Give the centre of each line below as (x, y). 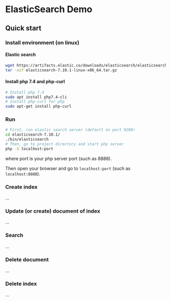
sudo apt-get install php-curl (38, 107)
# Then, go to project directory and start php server (65, 144)
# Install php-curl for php (35, 102)
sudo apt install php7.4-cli (36, 97)
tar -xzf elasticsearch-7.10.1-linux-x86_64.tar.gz (61, 70)
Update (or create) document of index (53, 211)
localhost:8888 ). (23, 174)
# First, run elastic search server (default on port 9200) (70, 130)
